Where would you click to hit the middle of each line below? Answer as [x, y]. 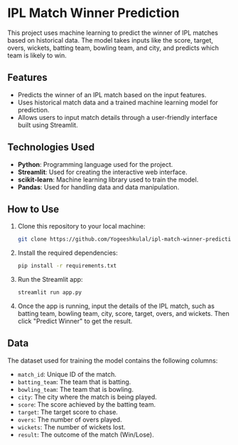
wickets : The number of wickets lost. [71, 427]
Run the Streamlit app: [50, 280]
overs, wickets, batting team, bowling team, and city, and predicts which [113, 48]
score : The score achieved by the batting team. [87, 404]
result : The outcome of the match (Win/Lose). [86, 434]
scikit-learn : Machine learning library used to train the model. [108, 180]
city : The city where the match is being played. [87, 397]
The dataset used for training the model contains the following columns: [113, 361]
